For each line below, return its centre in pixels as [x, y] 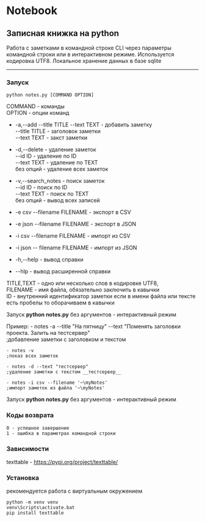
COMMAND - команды [36, 106]
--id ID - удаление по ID [46, 156]
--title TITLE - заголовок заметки [58, 131]
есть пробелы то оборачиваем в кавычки [60, 303]
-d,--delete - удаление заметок [56, 150]
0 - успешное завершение [38, 428]
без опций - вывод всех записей [58, 200]
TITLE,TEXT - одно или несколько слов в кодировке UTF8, [82, 283]
